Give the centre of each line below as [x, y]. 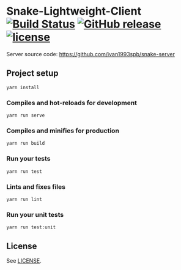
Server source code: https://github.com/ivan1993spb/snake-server [91, 54]
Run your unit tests [35, 214]
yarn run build [26, 144]
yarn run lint [24, 199]
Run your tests [28, 159]
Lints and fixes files [36, 186]
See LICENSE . [24, 261]
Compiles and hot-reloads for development [72, 103]
